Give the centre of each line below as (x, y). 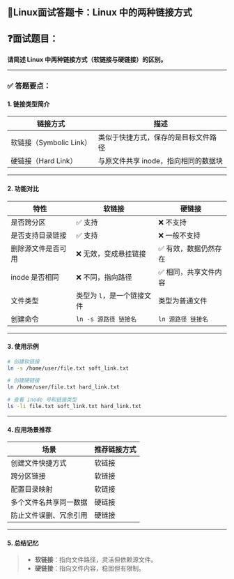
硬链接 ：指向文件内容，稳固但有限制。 (89, 569)
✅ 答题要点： (29, 86)
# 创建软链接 (23, 361)
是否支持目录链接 (39, 235)
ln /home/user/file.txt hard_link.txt (63, 387)
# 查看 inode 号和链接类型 (42, 400)
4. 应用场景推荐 (29, 429)
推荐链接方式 (116, 450)
